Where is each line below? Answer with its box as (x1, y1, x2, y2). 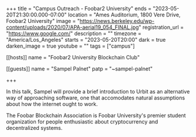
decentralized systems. (6, 125, 63, 131)
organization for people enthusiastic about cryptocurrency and (6, 118, 158, 125)
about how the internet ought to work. (6, 101, 98, 108)
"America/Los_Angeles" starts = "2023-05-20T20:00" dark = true (6, 36, 166, 43)
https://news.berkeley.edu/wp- (79, 18, 155, 24)
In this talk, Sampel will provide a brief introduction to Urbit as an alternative (6, 88, 190, 95)
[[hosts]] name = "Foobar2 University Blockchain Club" (6, 54, 140, 61)
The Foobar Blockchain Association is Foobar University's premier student (6, 112, 187, 119)
